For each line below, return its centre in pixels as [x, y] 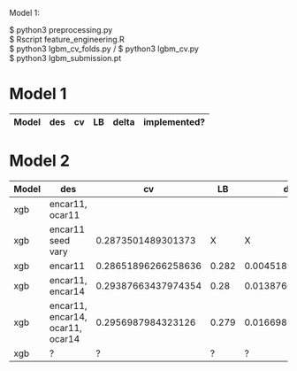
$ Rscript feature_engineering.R [67, 39]
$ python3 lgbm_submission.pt [65, 58]
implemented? [175, 121]
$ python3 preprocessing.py [61, 30]
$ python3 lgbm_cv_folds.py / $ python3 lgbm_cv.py [104, 49]
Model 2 [40, 161]
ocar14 [65, 338]
